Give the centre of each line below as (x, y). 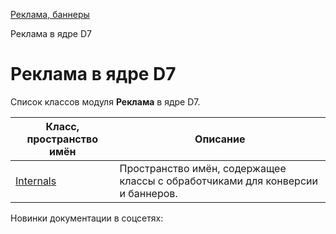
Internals (36, 181)
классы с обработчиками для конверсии (218, 181)
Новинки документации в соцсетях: (87, 218)
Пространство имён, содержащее (203, 168)
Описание (220, 139)
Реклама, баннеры (50, 14)
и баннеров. (148, 193)
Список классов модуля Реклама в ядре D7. (105, 101)
